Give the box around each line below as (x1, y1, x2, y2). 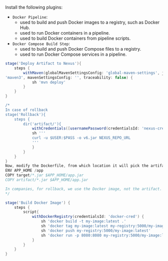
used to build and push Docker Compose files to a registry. (19, 46, 141, 52)
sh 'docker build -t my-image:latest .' (40, 219, 126, 224)
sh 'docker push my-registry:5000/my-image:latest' (40, 228, 151, 233)
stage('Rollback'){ (5, 112, 46, 117)
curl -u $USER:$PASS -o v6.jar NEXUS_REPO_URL (31, 136, 131, 141)
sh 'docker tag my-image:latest (40, 223, 108, 228)
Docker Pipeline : (12, 14, 48, 20)
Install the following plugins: (5, 5, 63, 10)
